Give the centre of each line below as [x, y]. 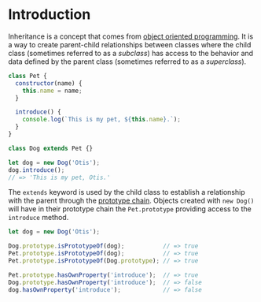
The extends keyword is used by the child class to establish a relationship [127, 192]
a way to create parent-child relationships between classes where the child [130, 44]
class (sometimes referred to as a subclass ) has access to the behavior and [131, 53]
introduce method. [39, 218]
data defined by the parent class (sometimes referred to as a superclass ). [127, 62]
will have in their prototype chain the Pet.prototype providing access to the [130, 209]
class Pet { [28, 76]
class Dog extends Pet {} [50, 148]
